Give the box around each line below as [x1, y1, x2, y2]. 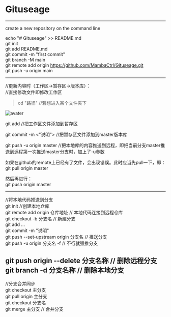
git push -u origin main [5, 67, 53, 73]
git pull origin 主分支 [5, 293, 47, 299]
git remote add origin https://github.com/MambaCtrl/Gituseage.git [5, 62, 144, 68]
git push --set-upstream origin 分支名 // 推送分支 [5, 234, 107, 240]
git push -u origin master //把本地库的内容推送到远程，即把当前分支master [5, 142, 161, 148]
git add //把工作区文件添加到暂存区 [5, 121, 78, 127]
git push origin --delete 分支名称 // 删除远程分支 [5, 256, 157, 265]
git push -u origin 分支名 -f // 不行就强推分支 [5, 240, 98, 246]
